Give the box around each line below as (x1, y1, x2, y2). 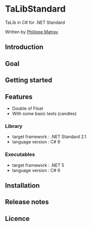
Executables (5, 151, 35, 158)
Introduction (5, 43, 44, 52)
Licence (5, 214, 30, 223)
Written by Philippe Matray (5, 29, 58, 35)
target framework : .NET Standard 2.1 (12, 134, 87, 139)
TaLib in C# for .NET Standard (5, 19, 65, 25)
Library (5, 122, 23, 129)
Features (5, 92, 33, 101)
